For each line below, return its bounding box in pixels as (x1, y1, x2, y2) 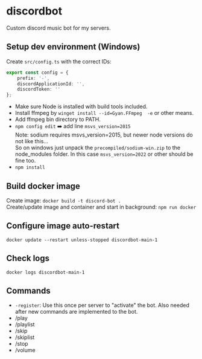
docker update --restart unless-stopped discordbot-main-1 (6, 237, 158, 243)
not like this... (14, 138, 48, 145)
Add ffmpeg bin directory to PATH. (14, 116, 101, 123)
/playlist (14, 321, 35, 328)
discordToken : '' (17, 86, 61, 92)
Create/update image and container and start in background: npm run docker (6, 203, 197, 210)
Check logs (6, 253, 50, 264)
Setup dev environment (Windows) (6, 42, 140, 52)
